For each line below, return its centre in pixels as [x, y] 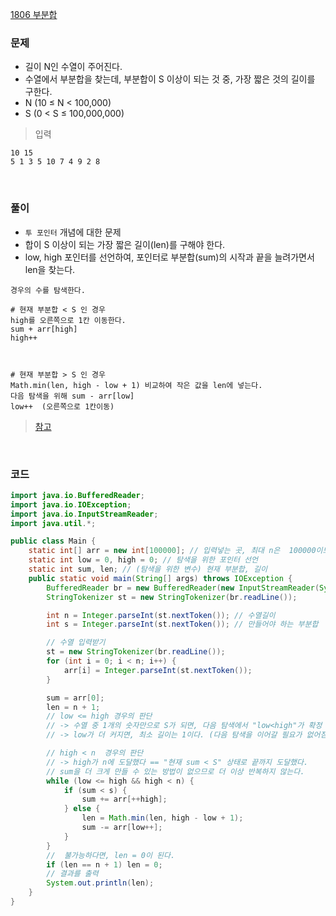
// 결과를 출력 [72, 874]
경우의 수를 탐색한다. [48, 290]
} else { [82, 809]
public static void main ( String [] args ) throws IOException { [160, 578]
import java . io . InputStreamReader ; [84, 514]
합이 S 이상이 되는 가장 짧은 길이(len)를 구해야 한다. [125, 244]
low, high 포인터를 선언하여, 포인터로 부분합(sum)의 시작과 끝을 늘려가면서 [169, 257]
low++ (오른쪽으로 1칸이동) [62, 406]
